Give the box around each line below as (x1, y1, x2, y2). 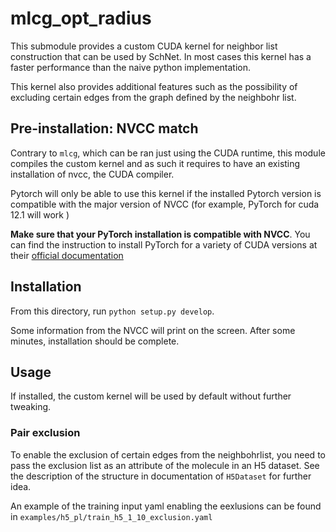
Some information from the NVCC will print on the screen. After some (10, 324, 296, 336)
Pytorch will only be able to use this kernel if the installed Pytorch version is (10, 187, 322, 199)
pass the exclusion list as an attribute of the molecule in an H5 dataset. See (10, 459, 320, 471)
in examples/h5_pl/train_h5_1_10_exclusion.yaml (10, 510, 213, 522)
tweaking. (10, 401, 52, 413)
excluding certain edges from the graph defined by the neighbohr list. (10, 91, 297, 103)
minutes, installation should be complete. (10, 335, 180, 347)
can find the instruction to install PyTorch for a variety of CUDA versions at (10, 238, 318, 251)
